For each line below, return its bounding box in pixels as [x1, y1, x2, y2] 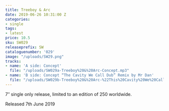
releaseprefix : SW [5, 45, 44, 50]
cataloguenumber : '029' [5, 49, 55, 54]
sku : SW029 [5, 40, 28, 45]
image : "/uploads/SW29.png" [5, 54, 64, 59]
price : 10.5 [5, 36, 30, 41]
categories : [5, 17, 30, 22]
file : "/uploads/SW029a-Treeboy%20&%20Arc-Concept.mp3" [10, 68, 129, 73]
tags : [5, 26, 17, 31]
